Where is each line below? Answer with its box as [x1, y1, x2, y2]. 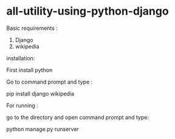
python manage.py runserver [6, 125, 79, 132]
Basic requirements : [6, 24, 58, 32]
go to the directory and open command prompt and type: [6, 113, 149, 121]
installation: [6, 54, 35, 62]
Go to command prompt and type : [6, 78, 93, 85]
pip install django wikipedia [6, 90, 75, 97]
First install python [6, 66, 53, 74]
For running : [6, 102, 38, 109]
